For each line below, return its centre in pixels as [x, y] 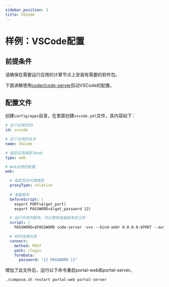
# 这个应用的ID [19, 125]
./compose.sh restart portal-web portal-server [56, 280]
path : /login [28, 251]
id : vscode [17, 130]
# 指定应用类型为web [24, 153]
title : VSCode [20, 15]
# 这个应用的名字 [21, 139]
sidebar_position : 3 [27, 10]
